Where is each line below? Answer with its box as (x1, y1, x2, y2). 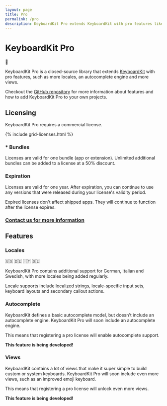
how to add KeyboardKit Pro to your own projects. (5, 94, 108, 100)
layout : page (5, 7, 32, 12)
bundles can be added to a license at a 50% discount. (5, 160, 116, 166)
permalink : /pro (5, 16, 39, 21)
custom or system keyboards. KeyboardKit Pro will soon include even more (5, 371, 159, 377)
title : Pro (5, 12, 28, 17)
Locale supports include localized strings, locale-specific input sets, (5, 283, 145, 289)
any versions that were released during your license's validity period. (5, 189, 147, 195)
